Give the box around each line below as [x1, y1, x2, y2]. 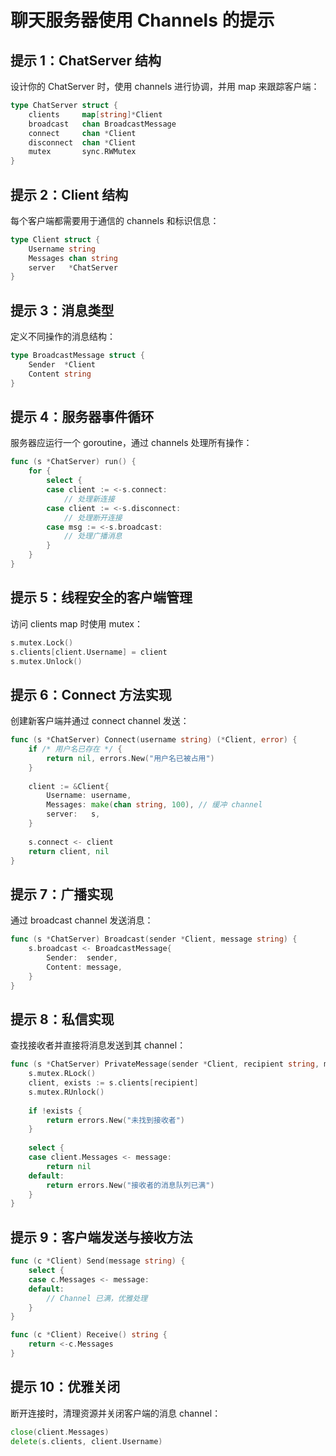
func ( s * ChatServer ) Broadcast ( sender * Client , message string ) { [10, 934, 298, 945]
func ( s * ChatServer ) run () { [10, 457, 137, 467]
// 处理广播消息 [63, 531, 123, 541]
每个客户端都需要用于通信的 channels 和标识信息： [10, 214, 220, 226]
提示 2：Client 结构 [10, 186, 129, 203]
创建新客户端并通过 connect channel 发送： [10, 715, 190, 727]
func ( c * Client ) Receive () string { [10, 1330, 168, 1340]
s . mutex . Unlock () [10, 656, 83, 666]
